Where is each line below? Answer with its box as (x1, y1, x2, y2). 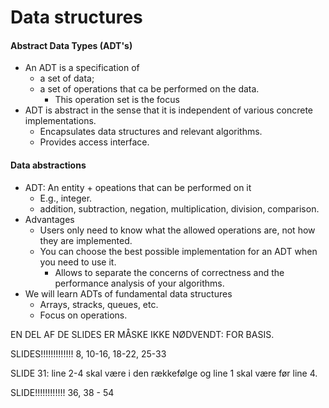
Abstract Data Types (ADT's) (10, 39, 133, 51)
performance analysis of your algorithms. (54, 277, 225, 289)
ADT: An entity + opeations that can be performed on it (24, 181, 252, 193)
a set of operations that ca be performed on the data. (39, 83, 260, 95)
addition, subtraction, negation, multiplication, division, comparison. (39, 202, 320, 215)
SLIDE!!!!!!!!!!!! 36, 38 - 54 (10, 386, 115, 398)
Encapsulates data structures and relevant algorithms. (39, 126, 263, 138)
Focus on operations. (39, 309, 128, 321)
